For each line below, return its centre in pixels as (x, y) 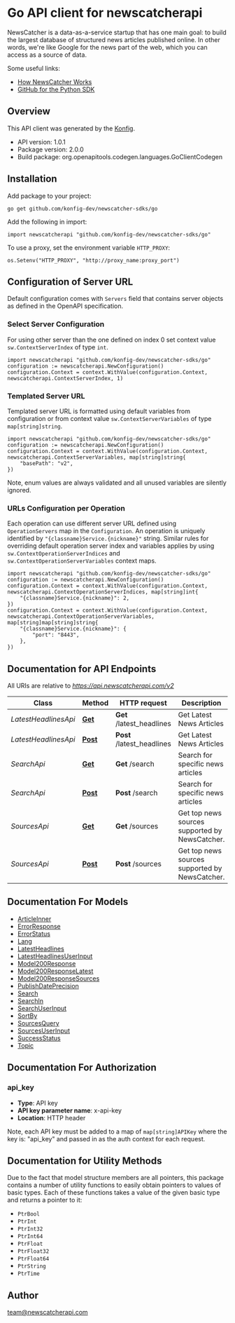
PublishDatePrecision (48, 986)
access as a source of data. (47, 55)
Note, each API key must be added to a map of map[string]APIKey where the (117, 1131)
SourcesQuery (38, 1023)
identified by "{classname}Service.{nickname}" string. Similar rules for (108, 539)
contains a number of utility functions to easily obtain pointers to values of (114, 1185)
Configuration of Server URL (70, 282)
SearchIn (30, 1000)
